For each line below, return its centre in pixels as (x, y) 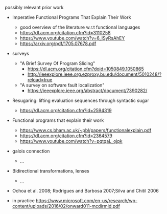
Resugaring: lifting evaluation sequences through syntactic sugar (80, 100)
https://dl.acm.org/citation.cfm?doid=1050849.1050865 (86, 69)
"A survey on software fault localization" (62, 85)
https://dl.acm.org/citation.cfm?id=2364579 (66, 136)
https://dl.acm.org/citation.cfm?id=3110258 (65, 33)
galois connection (31, 151)
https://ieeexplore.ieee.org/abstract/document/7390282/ (87, 91)
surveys (20, 53)
